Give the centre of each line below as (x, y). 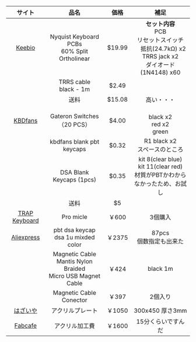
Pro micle (74, 217)
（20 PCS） (75, 125)
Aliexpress (26, 237)
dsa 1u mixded (75, 237)
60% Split (75, 51)
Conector (74, 300)
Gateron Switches (75, 116)
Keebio (26, 48)
